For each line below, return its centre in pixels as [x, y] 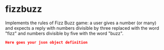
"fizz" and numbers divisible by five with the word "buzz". [64, 33]
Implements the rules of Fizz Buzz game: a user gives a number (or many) [81, 23]
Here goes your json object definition [46, 42]
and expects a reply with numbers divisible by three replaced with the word [82, 28]
